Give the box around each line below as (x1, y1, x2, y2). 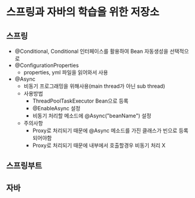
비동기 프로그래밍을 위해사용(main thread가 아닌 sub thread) (23, 82, 165, 90)
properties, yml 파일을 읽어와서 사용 (23, 69, 108, 76)
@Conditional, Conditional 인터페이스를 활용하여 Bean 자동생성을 (14, 48, 169, 55)
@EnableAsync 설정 (32, 105, 81, 111)
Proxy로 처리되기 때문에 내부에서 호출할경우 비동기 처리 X (32, 142, 166, 149)
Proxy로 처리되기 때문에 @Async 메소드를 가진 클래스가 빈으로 (32, 127, 178, 134)
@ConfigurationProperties (14, 62, 79, 69)
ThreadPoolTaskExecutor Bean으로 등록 (32, 97, 129, 104)
